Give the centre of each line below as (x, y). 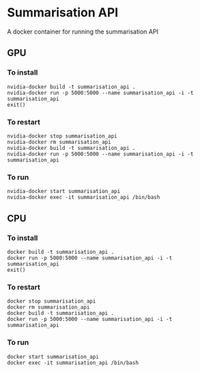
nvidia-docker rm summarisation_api (59, 142)
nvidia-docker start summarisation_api (64, 192)
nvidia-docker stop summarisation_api (62, 136)
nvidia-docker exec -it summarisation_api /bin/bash (84, 197)
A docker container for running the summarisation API (83, 31)
